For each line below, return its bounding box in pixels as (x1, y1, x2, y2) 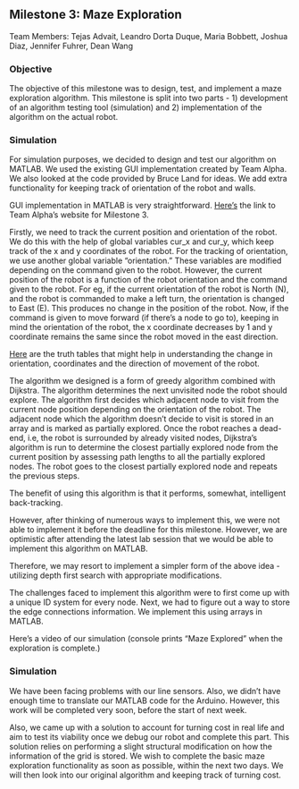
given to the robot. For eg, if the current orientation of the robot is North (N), (9, 284, 289, 294)
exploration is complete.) (9, 643, 101, 654)
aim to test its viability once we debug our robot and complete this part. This (9, 731, 290, 742)
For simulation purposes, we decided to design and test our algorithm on (9, 154, 277, 165)
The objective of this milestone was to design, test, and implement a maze (9, 83, 283, 94)
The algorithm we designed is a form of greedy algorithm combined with (9, 376, 276, 386)
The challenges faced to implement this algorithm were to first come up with (9, 588, 290, 598)
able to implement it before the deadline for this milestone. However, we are (9, 524, 287, 535)
